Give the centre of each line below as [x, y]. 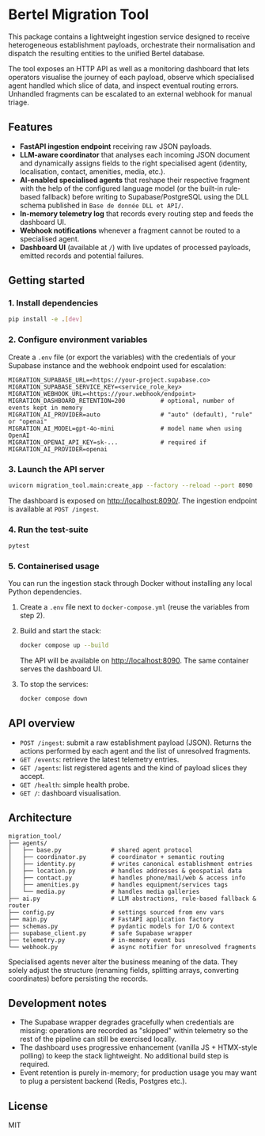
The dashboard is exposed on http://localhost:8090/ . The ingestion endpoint [133, 500]
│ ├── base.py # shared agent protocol [100, 850]
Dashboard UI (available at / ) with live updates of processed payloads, [135, 247]
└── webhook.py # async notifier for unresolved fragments [132, 947]
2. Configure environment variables [78, 340]
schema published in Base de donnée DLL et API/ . [102, 205]
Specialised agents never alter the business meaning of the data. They [123, 961]
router [19, 905]
